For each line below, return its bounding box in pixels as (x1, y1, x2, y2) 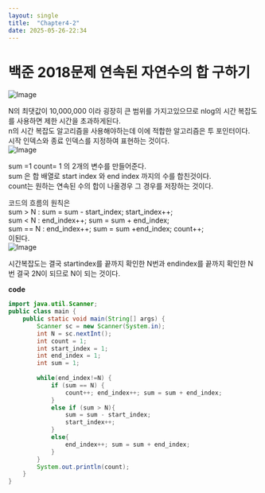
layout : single (8, 11, 59, 20)
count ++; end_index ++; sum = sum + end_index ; (64, 389, 223, 397)
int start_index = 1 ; (37, 344, 109, 352)
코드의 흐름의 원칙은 (8, 198, 70, 208)
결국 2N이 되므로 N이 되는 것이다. (16, 269, 121, 278)
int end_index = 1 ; (37, 351, 102, 360)
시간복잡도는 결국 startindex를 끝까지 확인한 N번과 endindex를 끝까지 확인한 (8, 259, 247, 269)
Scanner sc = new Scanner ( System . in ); (37, 322, 166, 330)
